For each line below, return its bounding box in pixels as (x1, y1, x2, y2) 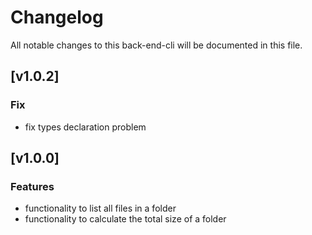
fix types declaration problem (24, 121, 147, 133)
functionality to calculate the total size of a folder (24, 213, 227, 225)
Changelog (10, 6, 104, 29)
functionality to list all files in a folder (24, 202, 177, 215)
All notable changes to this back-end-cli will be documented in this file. (10, 39, 303, 51)
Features (10, 179, 55, 193)
